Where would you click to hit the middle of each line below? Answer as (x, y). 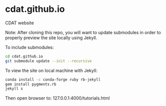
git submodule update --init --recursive (49, 61)
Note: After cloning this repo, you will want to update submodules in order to (83, 32)
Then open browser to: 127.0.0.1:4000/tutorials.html (57, 98)
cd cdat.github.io (24, 56)
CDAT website (20, 23)
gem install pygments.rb (31, 84)
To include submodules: (30, 47)
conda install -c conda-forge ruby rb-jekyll (53, 79)
